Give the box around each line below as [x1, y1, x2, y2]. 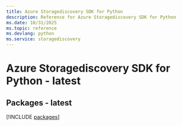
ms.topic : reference [6, 25, 58, 31]
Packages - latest [6, 98, 72, 108]
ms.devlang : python [6, 31, 55, 37]
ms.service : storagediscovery [6, 36, 81, 42]
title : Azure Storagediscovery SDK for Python [6, 8, 123, 15]
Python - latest [6, 75, 81, 88]
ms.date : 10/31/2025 [6, 20, 58, 25]
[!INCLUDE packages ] [6, 114, 60, 120]
